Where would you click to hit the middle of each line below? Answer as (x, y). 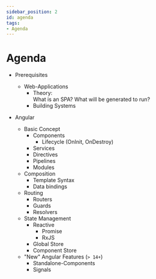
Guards (42, 206)
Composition (40, 174)
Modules (44, 167)
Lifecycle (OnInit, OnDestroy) (78, 142)
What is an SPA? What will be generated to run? (91, 99)
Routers (43, 200)
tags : (13, 23)
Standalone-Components (64, 263)
